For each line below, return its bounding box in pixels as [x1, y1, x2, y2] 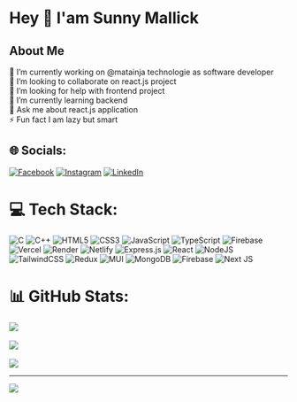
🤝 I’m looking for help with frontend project [9, 86, 165, 96]
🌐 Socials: [9, 143, 67, 158]
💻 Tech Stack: [9, 199, 118, 220]
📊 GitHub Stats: [9, 286, 130, 306]
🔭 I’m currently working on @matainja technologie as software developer [9, 66, 274, 77]
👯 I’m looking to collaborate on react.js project [9, 76, 177, 87]
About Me [9, 43, 65, 58]
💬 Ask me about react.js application [9, 104, 139, 114]
